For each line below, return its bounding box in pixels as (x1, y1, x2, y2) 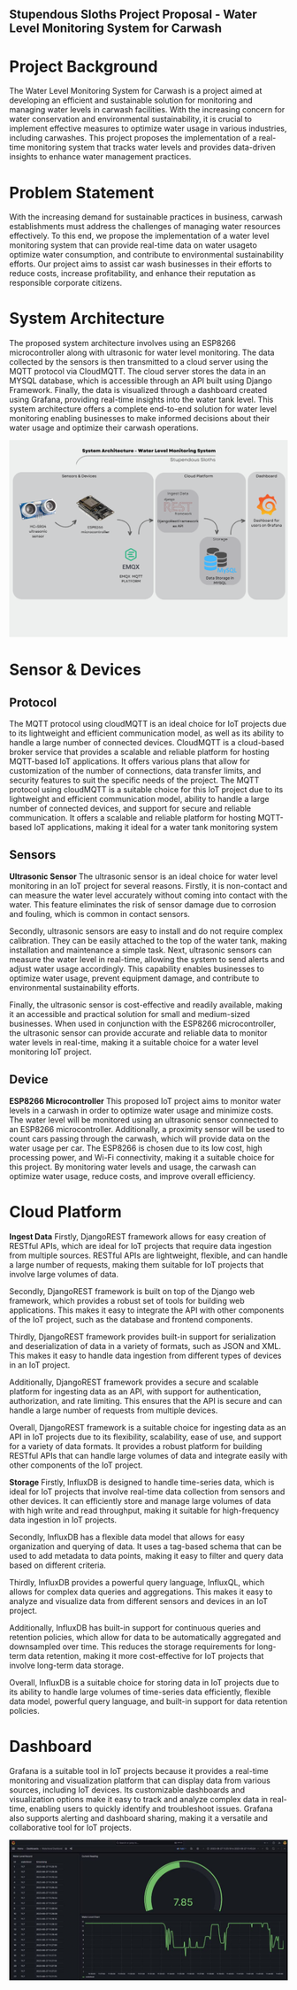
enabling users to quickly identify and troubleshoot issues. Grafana (29, 1803, 274, 1814)
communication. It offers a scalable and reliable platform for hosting (9, 813, 256, 823)
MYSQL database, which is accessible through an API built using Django (9, 375, 272, 386)
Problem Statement (9, 182, 155, 203)
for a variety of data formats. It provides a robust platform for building (9, 1440, 263, 1451)
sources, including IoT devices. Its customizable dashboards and (9, 1784, 246, 1795)
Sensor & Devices (9, 659, 141, 680)
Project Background (9, 57, 158, 76)
